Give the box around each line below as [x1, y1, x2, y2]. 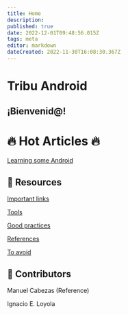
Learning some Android [7, 156, 74, 165]
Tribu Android [7, 79, 88, 94]
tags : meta [7, 36, 38, 43]
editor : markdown [7, 42, 57, 49]
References [7, 235, 40, 243]
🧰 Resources [7, 176, 62, 188]
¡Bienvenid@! [7, 105, 66, 117]
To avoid [7, 248, 31, 256]
